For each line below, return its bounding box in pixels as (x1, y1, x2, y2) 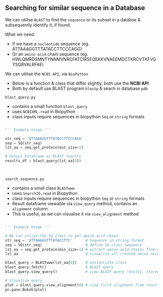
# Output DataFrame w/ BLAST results (5, 154, 81, 159)
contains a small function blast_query (12, 103, 88, 109)
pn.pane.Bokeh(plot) (5, 287, 47, 292)
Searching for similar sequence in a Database (5, 4, 146, 12)
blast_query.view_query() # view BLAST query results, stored (5, 269, 160, 274)
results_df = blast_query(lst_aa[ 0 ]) (5, 158, 81, 163)
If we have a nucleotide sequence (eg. (12, 41, 90, 47)
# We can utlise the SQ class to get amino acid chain (5, 233, 118, 238)
